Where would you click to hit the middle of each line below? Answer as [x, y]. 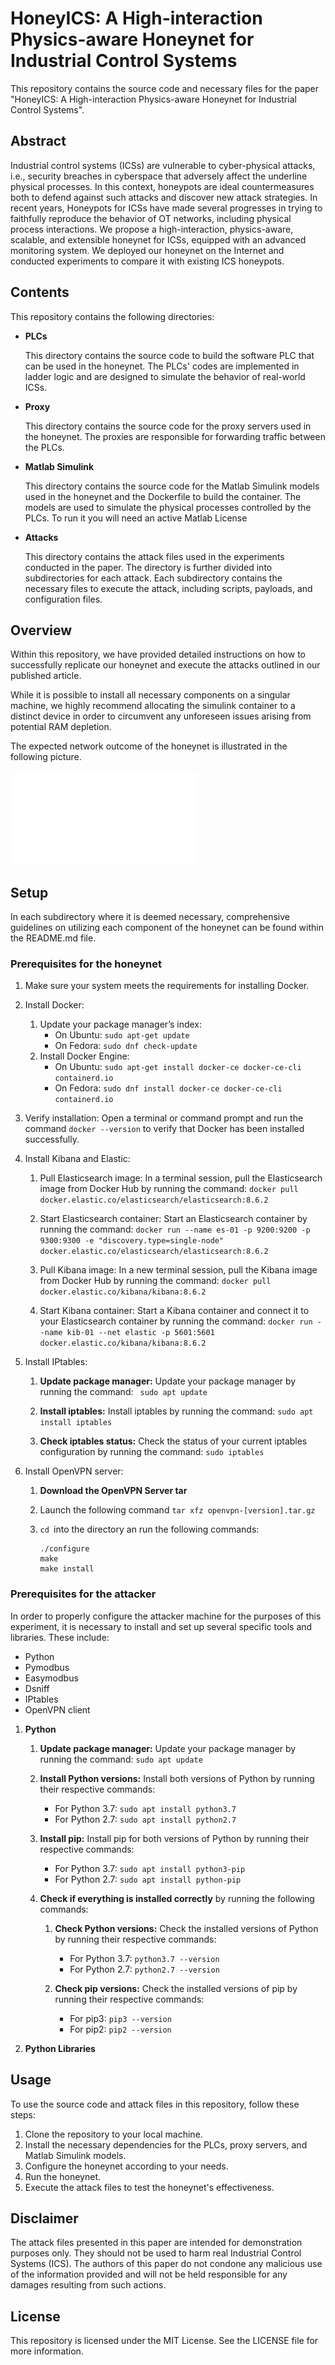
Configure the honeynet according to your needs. [126, 2166]
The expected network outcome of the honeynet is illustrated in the [149, 746]
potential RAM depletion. [61, 727]
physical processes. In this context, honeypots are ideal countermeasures [162, 186]
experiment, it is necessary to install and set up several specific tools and [161, 1626]
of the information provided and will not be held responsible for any [149, 2274]
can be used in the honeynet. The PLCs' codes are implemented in [162, 366]
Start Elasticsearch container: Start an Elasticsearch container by [173, 1219]
